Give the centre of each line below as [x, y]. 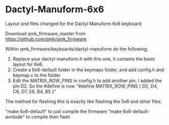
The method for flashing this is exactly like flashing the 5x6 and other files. [84, 101]
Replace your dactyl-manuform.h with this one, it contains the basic [84, 59]
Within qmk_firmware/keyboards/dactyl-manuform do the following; [77, 49]
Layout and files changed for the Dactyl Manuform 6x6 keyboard [74, 24]
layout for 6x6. [28, 64]
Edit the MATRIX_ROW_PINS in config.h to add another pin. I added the [87, 80]
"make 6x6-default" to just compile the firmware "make [64, 111]
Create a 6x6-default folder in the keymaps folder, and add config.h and [88, 70]
